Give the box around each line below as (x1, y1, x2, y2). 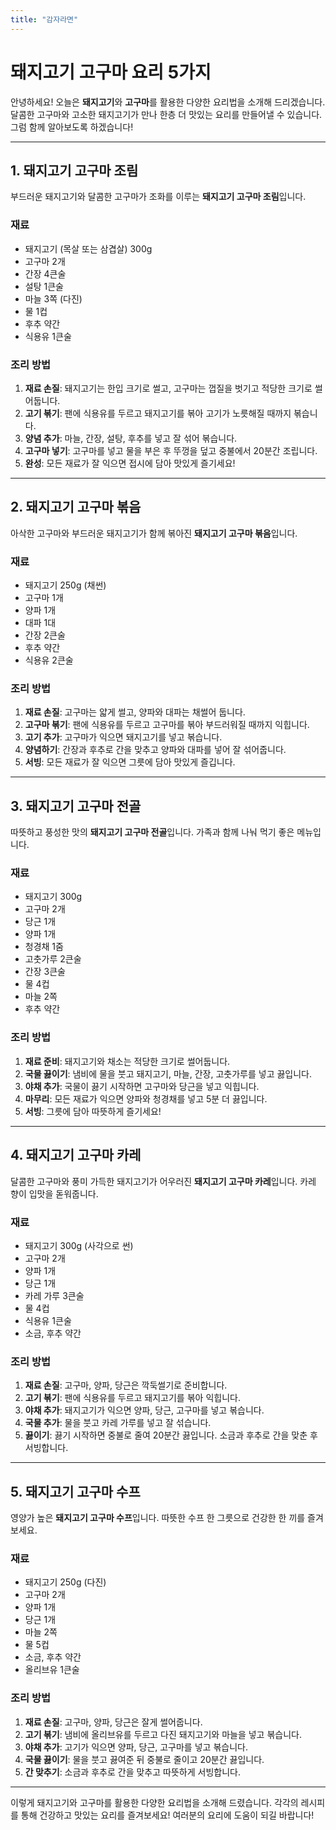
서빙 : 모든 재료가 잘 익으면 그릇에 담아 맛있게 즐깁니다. (24, 756, 236, 768)
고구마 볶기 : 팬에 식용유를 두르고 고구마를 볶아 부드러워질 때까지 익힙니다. (24, 719, 310, 731)
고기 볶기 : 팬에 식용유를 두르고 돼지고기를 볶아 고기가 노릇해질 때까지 (24, 407, 292, 419)
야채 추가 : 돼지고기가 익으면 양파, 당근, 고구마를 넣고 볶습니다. (24, 1404, 265, 1416)
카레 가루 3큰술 (24, 1289, 85, 1301)
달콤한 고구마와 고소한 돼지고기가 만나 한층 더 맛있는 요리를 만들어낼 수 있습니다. (10, 108, 323, 120)
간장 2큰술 (24, 629, 66, 641)
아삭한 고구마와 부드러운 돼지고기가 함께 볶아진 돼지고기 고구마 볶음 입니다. (10, 527, 298, 539)
